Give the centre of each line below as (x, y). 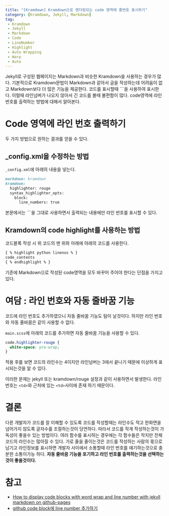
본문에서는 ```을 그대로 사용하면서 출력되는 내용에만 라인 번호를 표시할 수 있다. (81, 213)
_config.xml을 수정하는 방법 (47, 156)
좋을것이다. (25, 461)
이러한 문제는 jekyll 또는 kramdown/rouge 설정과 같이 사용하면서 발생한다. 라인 (83, 379)
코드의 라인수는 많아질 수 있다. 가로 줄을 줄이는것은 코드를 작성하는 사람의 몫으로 (84, 441)
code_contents (20, 257)
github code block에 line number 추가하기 (55, 508)
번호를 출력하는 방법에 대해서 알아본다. (43, 102)
